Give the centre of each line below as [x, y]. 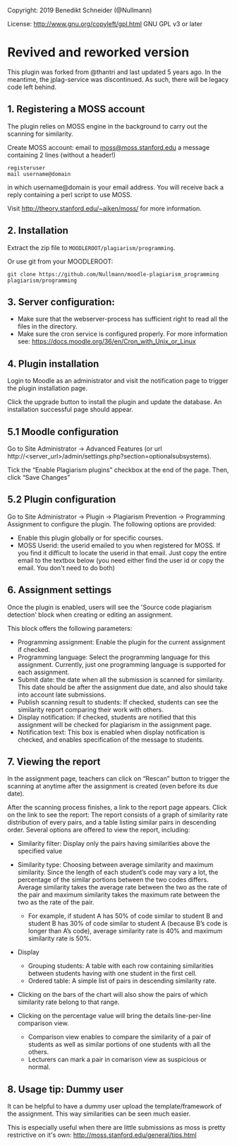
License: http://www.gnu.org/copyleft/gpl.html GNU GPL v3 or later [105, 24]
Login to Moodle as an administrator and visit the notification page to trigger [118, 381]
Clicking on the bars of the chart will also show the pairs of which [113, 995]
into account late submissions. [62, 695]
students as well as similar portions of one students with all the [119, 1044]
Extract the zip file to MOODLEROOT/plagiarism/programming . [91, 247]
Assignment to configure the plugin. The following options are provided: [112, 524]
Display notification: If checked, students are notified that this [107, 717]
